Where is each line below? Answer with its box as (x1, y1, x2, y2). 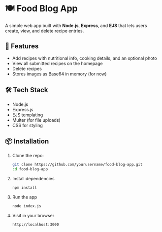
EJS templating (12, 112, 43, 118)
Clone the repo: (12, 153, 44, 159)
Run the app (12, 194, 37, 200)
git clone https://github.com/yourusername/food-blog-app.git (12, 162, 143, 167)
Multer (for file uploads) (12, 117, 61, 123)
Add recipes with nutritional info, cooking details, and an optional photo (12, 55, 158, 61)
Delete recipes (12, 66, 42, 71)
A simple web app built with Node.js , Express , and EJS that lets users (5, 22, 147, 29)
